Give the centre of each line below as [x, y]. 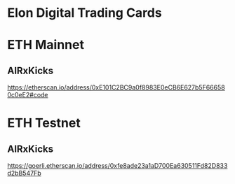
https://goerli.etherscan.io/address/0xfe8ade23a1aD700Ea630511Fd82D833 [117, 166]
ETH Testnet [44, 123]
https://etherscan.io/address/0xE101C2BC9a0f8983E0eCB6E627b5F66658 [116, 87]
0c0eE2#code [28, 95]
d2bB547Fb [24, 174]
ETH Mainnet [46, 45]
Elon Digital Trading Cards [85, 13]
